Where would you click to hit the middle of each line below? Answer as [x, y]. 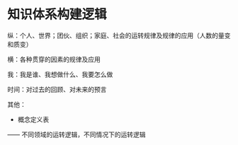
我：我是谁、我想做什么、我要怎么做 [60, 74]
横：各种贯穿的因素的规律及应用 [54, 59]
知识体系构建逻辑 [57, 14]
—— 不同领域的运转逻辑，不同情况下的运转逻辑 [76, 134]
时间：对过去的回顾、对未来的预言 [57, 89]
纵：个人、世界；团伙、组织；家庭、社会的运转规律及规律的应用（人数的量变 [119, 35]
